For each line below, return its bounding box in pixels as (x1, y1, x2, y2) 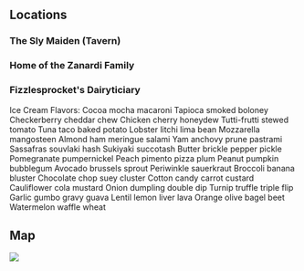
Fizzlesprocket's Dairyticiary (9, 84, 142, 97)
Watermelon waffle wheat (9, 201, 107, 213)
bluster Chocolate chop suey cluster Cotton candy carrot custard (9, 172, 255, 183)
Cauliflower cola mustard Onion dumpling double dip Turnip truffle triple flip (9, 182, 294, 193)
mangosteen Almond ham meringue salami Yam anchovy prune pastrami (9, 133, 283, 144)
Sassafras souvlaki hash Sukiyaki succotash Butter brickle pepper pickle (9, 143, 283, 154)
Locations (9, 7, 68, 23)
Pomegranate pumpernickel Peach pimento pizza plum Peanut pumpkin (9, 152, 279, 163)
